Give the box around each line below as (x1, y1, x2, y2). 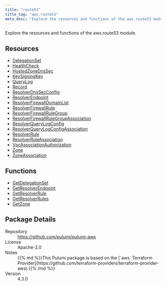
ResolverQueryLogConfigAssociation (12, 126, 88, 132)
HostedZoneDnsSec (12, 68, 53, 74)
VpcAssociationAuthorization (12, 142, 72, 148)
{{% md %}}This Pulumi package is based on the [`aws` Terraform (17, 255, 153, 261)
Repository (5, 229, 27, 234)
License (5, 239, 21, 245)
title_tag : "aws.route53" (5, 12, 58, 17)
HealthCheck (12, 63, 40, 69)
